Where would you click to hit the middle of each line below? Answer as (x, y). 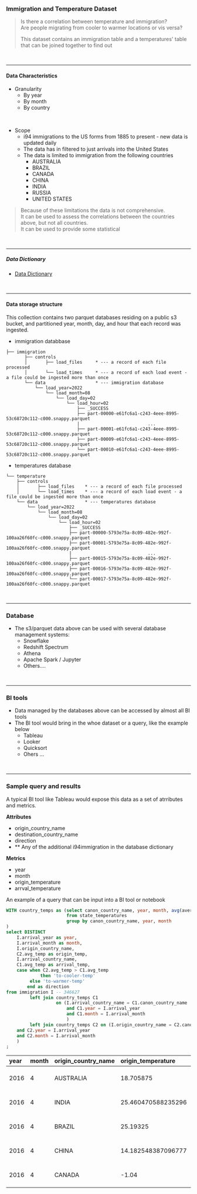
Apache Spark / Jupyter (52, 659)
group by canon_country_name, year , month (119, 921)
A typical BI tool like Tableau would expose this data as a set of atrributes (94, 799)
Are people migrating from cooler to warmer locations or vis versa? (101, 28)
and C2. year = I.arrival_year (54, 1030)
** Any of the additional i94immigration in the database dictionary (94, 847)
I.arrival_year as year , (47, 938)
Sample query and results (43, 786)
